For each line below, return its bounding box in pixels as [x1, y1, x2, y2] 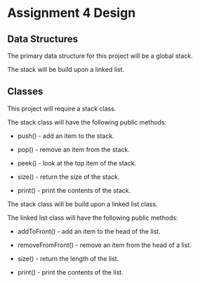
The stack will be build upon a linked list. [7, 65, 125, 73]
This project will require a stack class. [7, 104, 116, 113]
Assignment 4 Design [7, 5, 136, 21]
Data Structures [7, 33, 79, 45]
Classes [7, 86, 44, 98]
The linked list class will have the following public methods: [7, 213, 178, 222]
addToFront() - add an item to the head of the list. [17, 227, 161, 235]
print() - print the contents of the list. [17, 268, 124, 276]
